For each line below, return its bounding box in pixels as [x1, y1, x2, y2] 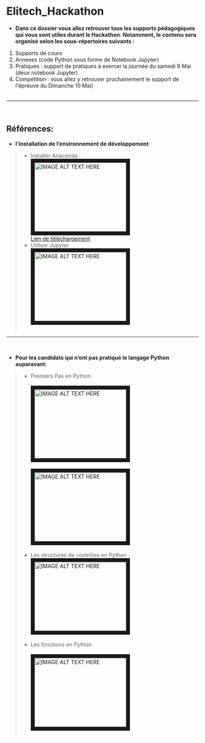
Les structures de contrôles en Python [30, 551, 127, 558]
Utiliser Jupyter [30, 241, 70, 248]
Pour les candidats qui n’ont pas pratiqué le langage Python [15, 354, 170, 361]
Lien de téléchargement [30, 234, 90, 242]
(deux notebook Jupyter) [15, 69, 78, 76]
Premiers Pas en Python [30, 372, 92, 379]
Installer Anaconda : [30, 152, 81, 159]
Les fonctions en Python [30, 641, 92, 648]
